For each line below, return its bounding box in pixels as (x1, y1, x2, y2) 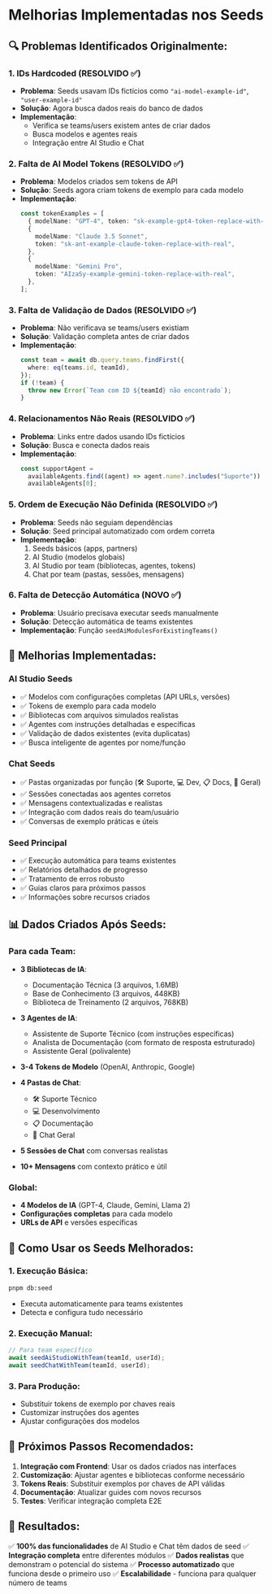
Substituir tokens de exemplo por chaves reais (19, 1399, 176, 1409)
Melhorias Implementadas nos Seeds (8, 6, 264, 24)
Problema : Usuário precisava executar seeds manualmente (19, 608, 219, 617)
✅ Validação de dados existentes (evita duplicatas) (19, 728, 191, 738)
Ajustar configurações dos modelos (19, 1416, 140, 1426)
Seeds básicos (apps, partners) (32, 543, 138, 553)
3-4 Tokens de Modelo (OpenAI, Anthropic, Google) (19, 1061, 196, 1071)
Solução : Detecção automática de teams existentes (19, 616, 193, 626)
